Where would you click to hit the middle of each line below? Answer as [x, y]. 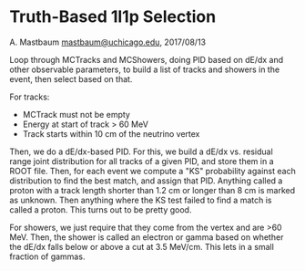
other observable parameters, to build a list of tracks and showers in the [145, 69]
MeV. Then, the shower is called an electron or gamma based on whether [147, 237]
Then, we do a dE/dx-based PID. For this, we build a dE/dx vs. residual [141, 151]
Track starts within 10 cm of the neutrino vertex [111, 133]
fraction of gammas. [47, 256]
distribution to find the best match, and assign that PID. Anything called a [146, 181]
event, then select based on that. [71, 78]
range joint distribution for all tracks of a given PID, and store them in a [142, 161]
